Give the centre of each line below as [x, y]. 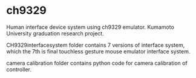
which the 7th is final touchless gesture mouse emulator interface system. [98, 51]
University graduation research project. [55, 33]
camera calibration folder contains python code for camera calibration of [97, 63]
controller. [19, 69]
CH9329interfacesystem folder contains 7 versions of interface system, [96, 45]
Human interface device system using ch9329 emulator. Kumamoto [90, 27]
